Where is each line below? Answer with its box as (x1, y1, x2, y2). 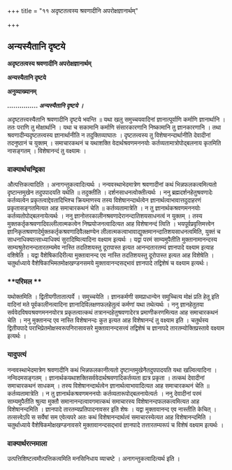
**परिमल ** (7, 277, 42, 286)
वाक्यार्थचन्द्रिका (7, 164, 45, 174)
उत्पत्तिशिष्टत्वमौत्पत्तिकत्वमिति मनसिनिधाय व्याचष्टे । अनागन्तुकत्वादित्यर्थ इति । (7, 455, 180, 462)
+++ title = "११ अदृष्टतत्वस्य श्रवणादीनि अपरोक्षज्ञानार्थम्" (7, 7, 138, 15)
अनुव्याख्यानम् (7, 87, 37, 96)
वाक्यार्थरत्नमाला (7, 439, 48, 448)
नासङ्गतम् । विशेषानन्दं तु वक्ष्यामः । (7, 147, 87, 155)
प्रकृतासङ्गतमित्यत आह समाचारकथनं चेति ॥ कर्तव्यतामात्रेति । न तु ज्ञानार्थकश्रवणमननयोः (7, 204, 201, 212)
